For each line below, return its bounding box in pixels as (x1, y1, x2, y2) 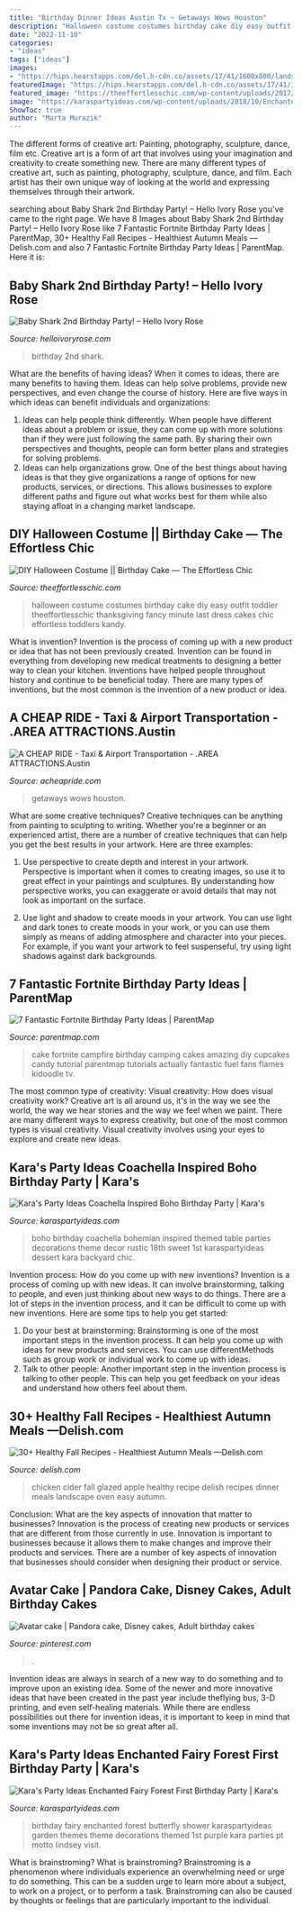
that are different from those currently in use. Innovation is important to (9, 1528, 272, 1538)
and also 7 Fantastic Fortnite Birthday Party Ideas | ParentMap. (52, 242, 285, 253)
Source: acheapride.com (9, 775, 102, 786)
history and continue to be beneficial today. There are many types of (9, 674, 263, 685)
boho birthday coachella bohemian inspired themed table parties (31, 1233, 271, 1244)
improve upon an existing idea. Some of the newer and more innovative (9, 1682, 273, 1693)
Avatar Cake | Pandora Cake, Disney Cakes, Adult (9, 1582, 292, 1598)
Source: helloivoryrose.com (9, 333, 111, 343)
